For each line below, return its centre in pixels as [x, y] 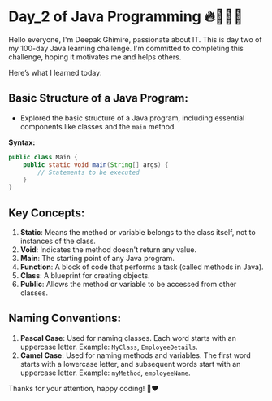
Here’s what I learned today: [56, 72]
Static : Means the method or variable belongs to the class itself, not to [138, 232]
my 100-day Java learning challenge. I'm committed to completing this [126, 48]
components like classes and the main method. [98, 126]
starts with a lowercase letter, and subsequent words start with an [130, 364]
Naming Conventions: [65, 318]
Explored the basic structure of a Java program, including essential [132, 118]
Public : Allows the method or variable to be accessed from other [128, 284]
